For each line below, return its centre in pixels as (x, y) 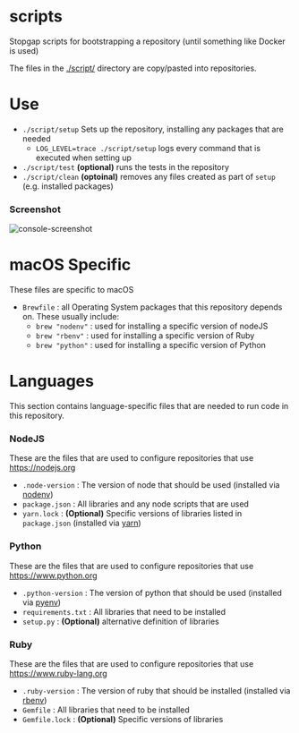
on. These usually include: (70, 317)
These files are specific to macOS (72, 290)
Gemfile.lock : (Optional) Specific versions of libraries (123, 719)
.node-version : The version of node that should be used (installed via (151, 485)
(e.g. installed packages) (68, 186)
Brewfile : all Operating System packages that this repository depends (152, 307)
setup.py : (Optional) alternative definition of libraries (120, 621)
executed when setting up (84, 158)
